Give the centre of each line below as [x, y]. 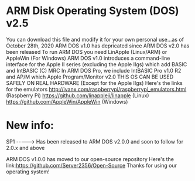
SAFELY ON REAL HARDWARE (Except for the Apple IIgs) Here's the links [94, 83]
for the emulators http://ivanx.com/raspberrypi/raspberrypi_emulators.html [96, 89]
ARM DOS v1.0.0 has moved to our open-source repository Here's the [90, 159]
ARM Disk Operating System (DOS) [93, 11]
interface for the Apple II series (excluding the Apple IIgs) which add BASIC [97, 64]
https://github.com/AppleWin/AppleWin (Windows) [67, 101]
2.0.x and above [25, 148]
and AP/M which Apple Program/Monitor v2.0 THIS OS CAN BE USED [90, 77]
